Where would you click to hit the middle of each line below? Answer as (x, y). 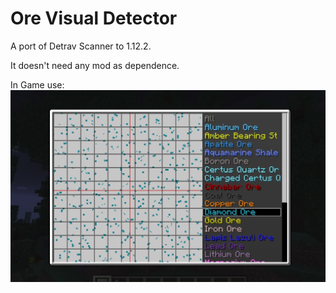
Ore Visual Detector (94, 18)
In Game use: (37, 84)
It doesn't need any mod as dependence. (95, 65)
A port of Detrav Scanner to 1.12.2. (81, 46)
